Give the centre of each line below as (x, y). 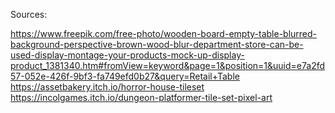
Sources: (29, 14)
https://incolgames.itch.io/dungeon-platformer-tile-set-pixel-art (141, 97)
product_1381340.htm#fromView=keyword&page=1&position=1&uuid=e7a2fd (168, 65)
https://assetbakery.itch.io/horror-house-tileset (107, 87)
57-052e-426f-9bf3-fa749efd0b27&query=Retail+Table (125, 76)
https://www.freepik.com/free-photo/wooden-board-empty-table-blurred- (164, 33)
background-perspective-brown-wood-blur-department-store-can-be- (157, 44)
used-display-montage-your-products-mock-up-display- (127, 55)
